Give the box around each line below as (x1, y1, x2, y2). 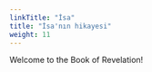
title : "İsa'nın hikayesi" (9, 22, 112, 31)
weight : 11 (9, 30, 51, 39)
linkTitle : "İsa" (9, 13, 76, 22)
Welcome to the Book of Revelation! (9, 55, 144, 66)
